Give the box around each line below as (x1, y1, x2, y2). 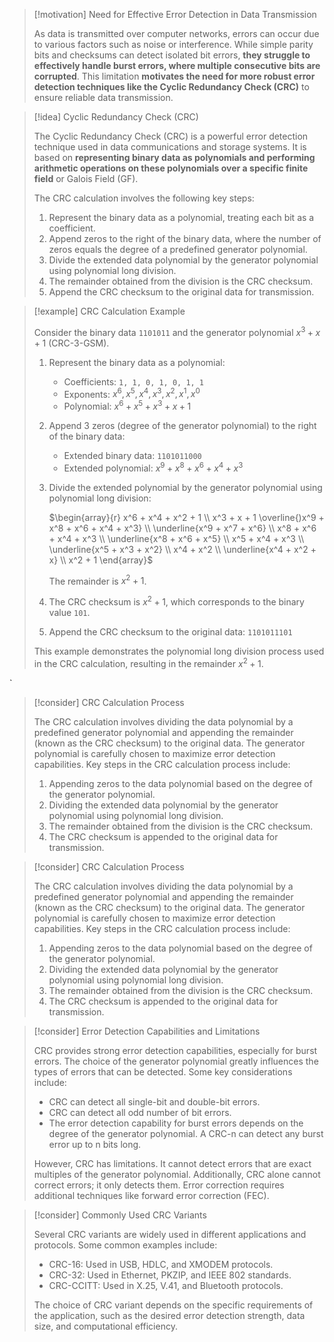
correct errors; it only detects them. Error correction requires (33, 1179, 285, 1191)
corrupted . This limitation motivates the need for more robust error (33, 70, 316, 82)
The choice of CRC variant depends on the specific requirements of (33, 1299, 314, 1311)
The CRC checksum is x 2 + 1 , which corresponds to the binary (48, 594, 305, 608)
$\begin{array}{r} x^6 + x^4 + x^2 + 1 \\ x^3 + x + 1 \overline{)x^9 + (48, 511, 325, 523)
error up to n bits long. (48, 1138, 142, 1150)
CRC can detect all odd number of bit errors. (48, 1106, 232, 1118)
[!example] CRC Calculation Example (33, 305, 186, 317)
